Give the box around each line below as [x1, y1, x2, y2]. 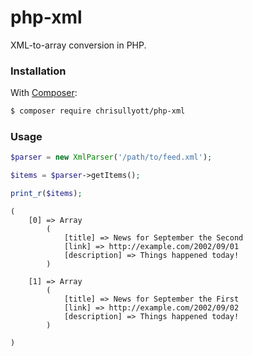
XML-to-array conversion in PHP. [10, 39, 147, 51]
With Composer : [10, 87, 78, 99]
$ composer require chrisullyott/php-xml [10, 106, 186, 116]
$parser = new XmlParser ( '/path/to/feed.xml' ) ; [10, 152, 213, 163]
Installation [10, 64, 67, 78]
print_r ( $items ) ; [10, 189, 83, 199]
